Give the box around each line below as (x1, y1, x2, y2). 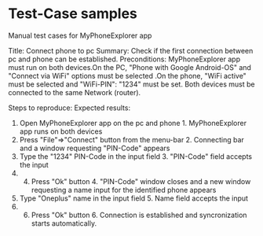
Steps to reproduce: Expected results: (8, 103, 131, 112)
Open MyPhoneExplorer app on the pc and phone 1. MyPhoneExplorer (19, 118, 247, 127)
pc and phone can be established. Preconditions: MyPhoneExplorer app (8, 54, 241, 64)
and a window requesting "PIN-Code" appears (19, 143, 170, 153)
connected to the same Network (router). (8, 87, 141, 97)
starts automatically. (31, 218, 97, 228)
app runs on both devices (19, 127, 103, 136)
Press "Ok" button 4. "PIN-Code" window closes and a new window (31, 176, 251, 186)
